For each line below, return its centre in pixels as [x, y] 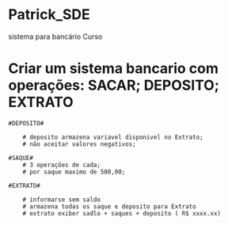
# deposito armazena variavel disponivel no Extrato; [113, 137]
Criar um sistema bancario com [114, 69]
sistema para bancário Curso [55, 36]
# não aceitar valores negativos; [79, 144]
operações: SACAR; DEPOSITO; [114, 86]
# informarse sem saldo [62, 200]
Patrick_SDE [49, 15]
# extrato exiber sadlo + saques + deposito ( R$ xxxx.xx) [122, 213]
